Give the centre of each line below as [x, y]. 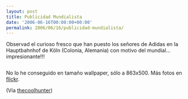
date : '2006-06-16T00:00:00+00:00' [49, 22]
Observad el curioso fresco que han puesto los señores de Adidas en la [92, 44]
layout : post [22, 11]
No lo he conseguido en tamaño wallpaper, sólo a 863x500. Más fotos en [94, 73]
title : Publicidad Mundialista [44, 17]
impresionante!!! [25, 56]
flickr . [13, 79]
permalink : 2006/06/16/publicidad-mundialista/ [65, 28]
